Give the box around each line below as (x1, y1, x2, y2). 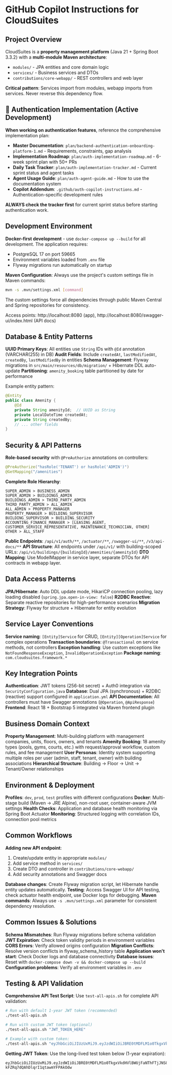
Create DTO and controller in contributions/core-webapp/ (12, 865, 134, 872)
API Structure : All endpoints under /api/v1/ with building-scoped (23, 543, 161, 550)
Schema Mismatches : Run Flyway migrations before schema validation (5, 932, 156, 938)
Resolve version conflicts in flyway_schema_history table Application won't (5, 948, 165, 954)
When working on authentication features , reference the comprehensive (5, 127, 161, 133)
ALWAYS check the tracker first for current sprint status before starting (5, 202, 158, 208)
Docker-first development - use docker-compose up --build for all (5, 235, 146, 242)
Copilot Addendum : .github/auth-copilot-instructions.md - (12, 186, 142, 192)
